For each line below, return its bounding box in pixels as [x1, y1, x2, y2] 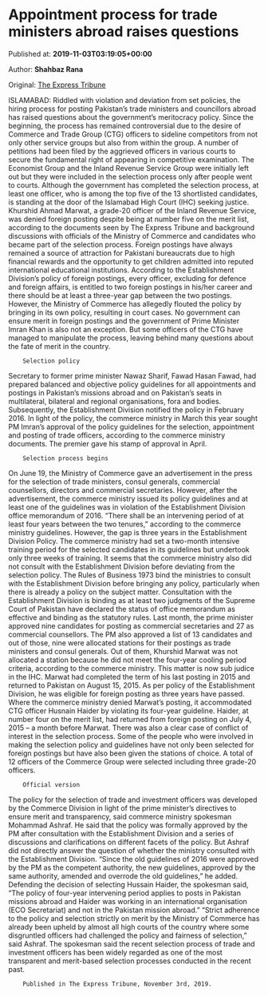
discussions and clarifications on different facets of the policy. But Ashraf [8, 837, 250, 847]
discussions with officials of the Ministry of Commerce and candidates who [8, 231, 256, 240]
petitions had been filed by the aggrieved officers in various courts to [8, 146, 236, 156]
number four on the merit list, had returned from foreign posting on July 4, [8, 714, 252, 724]
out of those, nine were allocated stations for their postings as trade [8, 637, 231, 648]
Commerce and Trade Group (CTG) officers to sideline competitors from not [8, 129, 258, 139]
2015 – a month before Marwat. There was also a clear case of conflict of [8, 723, 249, 732]
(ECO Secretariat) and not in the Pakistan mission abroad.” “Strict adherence [8, 905, 260, 915]
